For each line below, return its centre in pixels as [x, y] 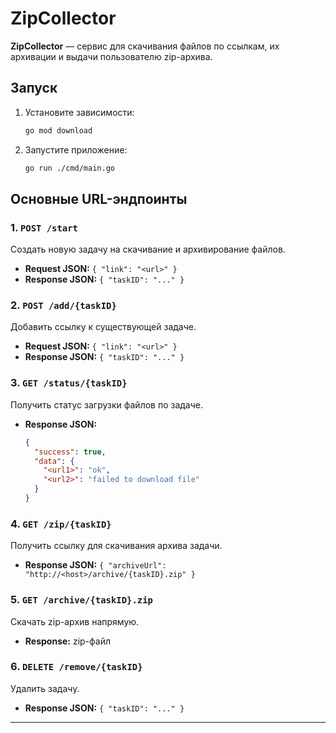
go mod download [58, 130]
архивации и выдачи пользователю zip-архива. [111, 56]
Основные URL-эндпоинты [99, 198]
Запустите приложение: [76, 149]
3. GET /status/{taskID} [69, 383]
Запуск [34, 88]
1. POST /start [44, 227]
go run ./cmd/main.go [69, 168]
